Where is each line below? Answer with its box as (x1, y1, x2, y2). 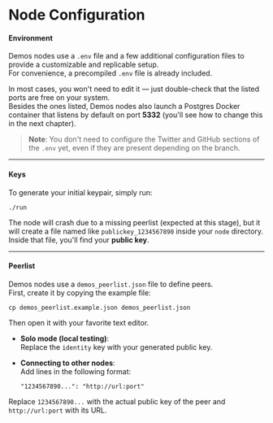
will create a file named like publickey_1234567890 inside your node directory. (8, 226, 264, 236)
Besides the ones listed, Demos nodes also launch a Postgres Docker (8, 102, 240, 111)
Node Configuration (8, 6, 145, 24)
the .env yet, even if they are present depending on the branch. (28, 143, 241, 153)
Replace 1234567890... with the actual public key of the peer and (8, 396, 226, 406)
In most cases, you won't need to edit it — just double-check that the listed (8, 84, 260, 94)
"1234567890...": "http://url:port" (19, 382, 145, 390)
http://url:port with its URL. (8, 405, 107, 415)
